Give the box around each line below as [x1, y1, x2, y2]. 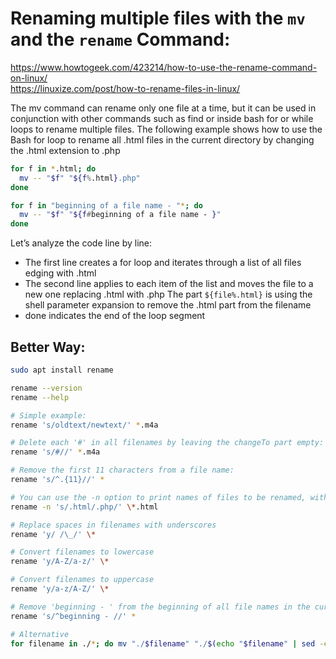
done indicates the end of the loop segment [24, 310, 206, 322]
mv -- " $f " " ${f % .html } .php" [19, 173, 141, 183]
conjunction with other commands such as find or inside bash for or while [10, 112, 314, 124]
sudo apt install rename [10, 365, 114, 375]
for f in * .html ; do [10, 163, 97, 174]
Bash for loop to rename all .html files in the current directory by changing [10, 133, 315, 146]
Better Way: [10, 338, 86, 356]
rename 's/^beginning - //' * [10, 611, 137, 621]
